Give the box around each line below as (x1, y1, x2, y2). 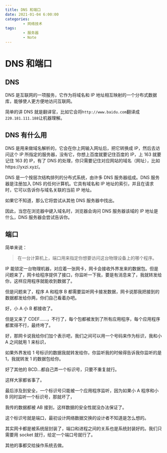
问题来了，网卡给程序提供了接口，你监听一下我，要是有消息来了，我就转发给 (5, 272, 162, 278)
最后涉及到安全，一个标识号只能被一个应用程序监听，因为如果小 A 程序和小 (5, 387, 159, 393)
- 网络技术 (23, 21, 43, 26)
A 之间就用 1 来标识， (5, 339, 49, 345)
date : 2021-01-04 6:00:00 (5, 12, 59, 17)
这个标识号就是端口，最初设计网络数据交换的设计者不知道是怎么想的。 (5, 415, 149, 421)
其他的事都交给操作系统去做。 (5, 442, 66, 448)
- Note (23, 35, 37, 40)
